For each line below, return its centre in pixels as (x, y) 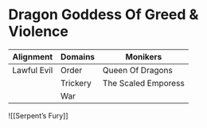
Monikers (144, 56)
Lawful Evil (33, 70)
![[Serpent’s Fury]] (39, 115)
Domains (78, 56)
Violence (39, 31)
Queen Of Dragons (137, 70)
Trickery (76, 83)
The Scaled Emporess (143, 83)
